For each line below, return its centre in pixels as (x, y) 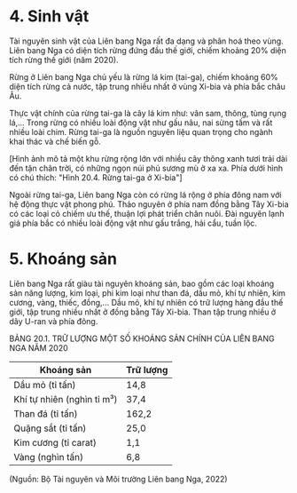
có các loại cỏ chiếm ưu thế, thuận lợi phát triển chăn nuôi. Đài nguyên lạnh (147, 213)
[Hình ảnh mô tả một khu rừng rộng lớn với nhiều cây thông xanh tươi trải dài (148, 158)
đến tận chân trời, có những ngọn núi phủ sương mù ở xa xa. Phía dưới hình (146, 168)
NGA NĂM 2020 (39, 347)
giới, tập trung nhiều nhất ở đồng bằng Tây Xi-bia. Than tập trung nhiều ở (143, 312)
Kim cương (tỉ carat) (55, 442)
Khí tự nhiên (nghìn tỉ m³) (66, 399)
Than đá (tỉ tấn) (46, 413)
